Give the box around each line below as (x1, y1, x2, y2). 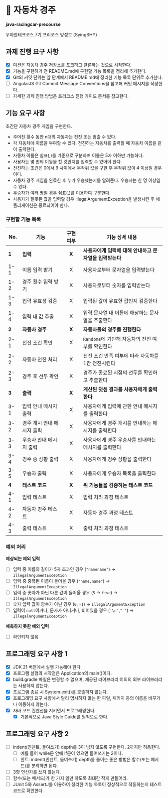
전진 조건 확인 (22, 339, 53, 346)
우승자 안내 (22, 436, 47, 443)
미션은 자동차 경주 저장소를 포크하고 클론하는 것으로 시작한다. (12, 62, 132, 68)
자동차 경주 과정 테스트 (83, 509, 134, 516)
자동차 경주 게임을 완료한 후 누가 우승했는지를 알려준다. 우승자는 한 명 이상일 (12, 177, 161, 183)
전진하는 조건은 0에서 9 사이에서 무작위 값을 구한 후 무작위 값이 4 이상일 (12, 165, 153, 171)
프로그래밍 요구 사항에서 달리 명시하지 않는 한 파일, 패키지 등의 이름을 (12, 695, 148, 701)
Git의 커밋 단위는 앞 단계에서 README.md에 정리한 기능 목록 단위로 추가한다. (12, 74, 163, 80)
